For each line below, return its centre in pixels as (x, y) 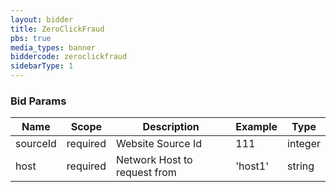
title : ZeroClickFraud (57, 29)
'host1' (252, 166)
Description (171, 127)
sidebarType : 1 (42, 66)
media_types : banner (53, 47)
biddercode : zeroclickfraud (69, 57)
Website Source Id (158, 144)
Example (256, 127)
